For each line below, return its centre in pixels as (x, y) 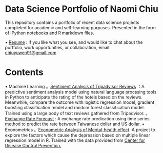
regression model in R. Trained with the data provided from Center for (75, 140)
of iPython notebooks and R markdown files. (50, 33)
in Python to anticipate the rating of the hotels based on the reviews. (74, 97)
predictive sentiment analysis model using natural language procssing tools (81, 92)
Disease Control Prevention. (33, 145)
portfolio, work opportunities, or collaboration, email (57, 47)
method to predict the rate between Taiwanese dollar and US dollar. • (75, 124)
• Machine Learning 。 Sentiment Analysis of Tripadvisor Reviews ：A (75, 86)
